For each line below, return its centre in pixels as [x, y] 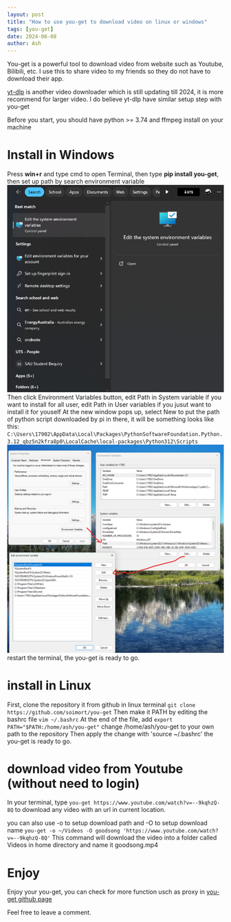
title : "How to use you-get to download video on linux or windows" [107, 22]
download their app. [35, 78]
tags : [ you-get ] [30, 29]
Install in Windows [61, 155]
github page [35, 899]
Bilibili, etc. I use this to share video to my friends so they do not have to [109, 72]
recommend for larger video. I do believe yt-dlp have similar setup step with [114, 99]
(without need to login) [74, 783]
